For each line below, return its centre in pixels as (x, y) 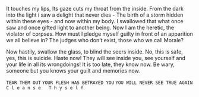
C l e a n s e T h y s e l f (45, 88)
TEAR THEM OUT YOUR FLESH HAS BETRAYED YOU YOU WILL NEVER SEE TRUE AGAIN (99, 83)
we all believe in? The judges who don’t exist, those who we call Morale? (95, 40)
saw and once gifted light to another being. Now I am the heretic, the (90, 27)
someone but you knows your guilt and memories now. (73, 71)
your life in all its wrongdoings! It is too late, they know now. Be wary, (91, 64)
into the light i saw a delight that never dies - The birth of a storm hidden (95, 15)
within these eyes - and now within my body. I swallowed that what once (95, 21)
